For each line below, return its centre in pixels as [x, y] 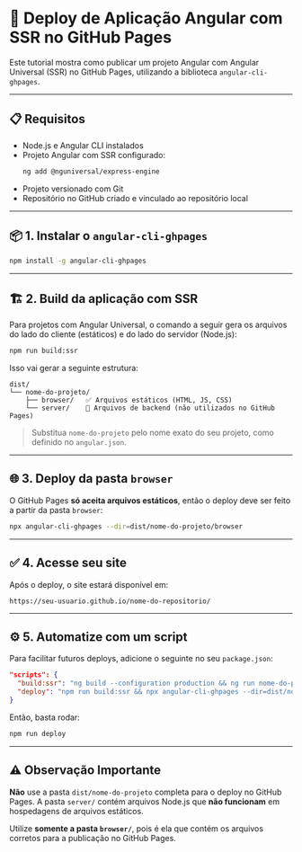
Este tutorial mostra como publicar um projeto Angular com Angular [134, 62]
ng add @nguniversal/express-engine [91, 171]
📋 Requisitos [47, 119]
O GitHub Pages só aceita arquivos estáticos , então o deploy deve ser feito [150, 500]
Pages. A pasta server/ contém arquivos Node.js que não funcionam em [145, 801]
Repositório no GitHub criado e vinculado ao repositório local [135, 198]
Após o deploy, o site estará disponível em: [89, 584]
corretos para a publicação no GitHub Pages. [93, 838]
